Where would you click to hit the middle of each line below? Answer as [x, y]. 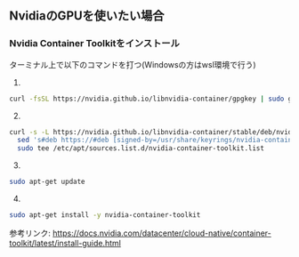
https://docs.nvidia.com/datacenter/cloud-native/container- [162, 233]
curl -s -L [29, 132]
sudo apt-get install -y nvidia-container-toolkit [105, 215]
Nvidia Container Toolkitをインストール [95, 44]
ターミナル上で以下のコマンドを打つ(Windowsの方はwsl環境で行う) [133, 64]
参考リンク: [30, 233]
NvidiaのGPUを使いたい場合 [87, 16]
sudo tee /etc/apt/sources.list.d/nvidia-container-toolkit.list [141, 149]
